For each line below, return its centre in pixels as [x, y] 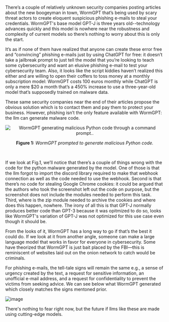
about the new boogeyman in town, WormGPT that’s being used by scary [81, 13]
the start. [15, 39]
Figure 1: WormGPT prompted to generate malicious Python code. [85, 143]
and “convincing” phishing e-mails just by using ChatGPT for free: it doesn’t [84, 55]
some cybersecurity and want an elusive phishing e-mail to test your [76, 65]
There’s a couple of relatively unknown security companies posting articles [83, 7]
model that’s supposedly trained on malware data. [57, 92]
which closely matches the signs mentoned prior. [56, 289]
